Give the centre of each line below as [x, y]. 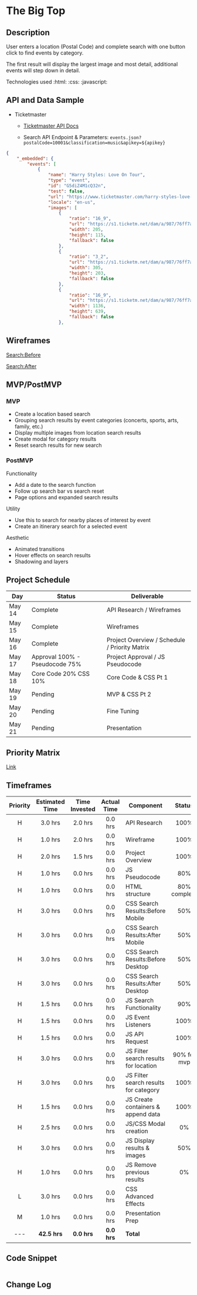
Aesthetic [18, 537]
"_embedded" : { [35, 159]
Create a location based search [52, 414]
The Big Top [36, 11]
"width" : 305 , [86, 268]
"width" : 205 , [86, 230]
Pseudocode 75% [56, 664]
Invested [83, 809]
